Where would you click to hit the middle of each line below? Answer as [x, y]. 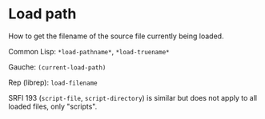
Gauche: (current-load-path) [57, 67]
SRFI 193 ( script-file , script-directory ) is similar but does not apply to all [133, 97]
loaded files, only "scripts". [53, 106]
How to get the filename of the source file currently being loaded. [116, 36]
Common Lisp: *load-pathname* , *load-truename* [89, 51]
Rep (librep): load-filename [53, 82]
